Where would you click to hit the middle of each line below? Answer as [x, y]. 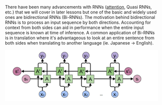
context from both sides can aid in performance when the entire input [74, 28]
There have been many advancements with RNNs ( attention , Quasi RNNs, [78, 7]
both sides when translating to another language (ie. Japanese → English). [79, 43]
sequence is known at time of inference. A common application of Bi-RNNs [80, 33]
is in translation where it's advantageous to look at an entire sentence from [80, 38]
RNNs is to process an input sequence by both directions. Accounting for [78, 22]
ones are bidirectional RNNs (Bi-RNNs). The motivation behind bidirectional [80, 17]
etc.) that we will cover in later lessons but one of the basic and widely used [81, 12]
